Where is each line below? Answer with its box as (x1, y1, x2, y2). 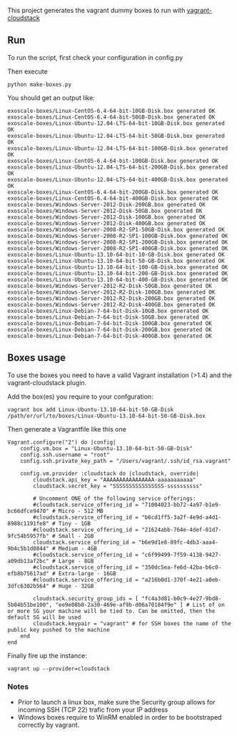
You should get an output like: (7, 93, 95, 102)
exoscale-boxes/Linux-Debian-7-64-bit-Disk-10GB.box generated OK (7, 307, 209, 314)
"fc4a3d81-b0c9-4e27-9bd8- (141, 595, 222, 602)
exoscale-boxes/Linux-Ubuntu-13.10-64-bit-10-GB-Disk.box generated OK (7, 251, 225, 258)
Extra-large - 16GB (58, 570, 116, 577)
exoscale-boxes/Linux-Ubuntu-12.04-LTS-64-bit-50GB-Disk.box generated (7, 132, 225, 139)
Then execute (7, 67, 48, 76)
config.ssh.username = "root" (20, 451, 111, 458)
